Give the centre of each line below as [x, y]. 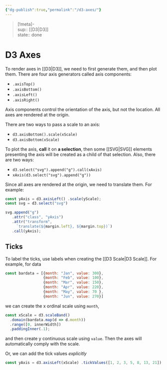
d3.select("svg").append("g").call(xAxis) [57, 170]
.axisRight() [26, 100]
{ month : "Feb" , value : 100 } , [73, 278]
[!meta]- [26, 24]
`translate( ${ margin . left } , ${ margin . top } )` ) [64, 226]
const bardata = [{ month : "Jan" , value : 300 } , [54, 273]
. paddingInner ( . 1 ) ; [30, 329]
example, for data [23, 264]
